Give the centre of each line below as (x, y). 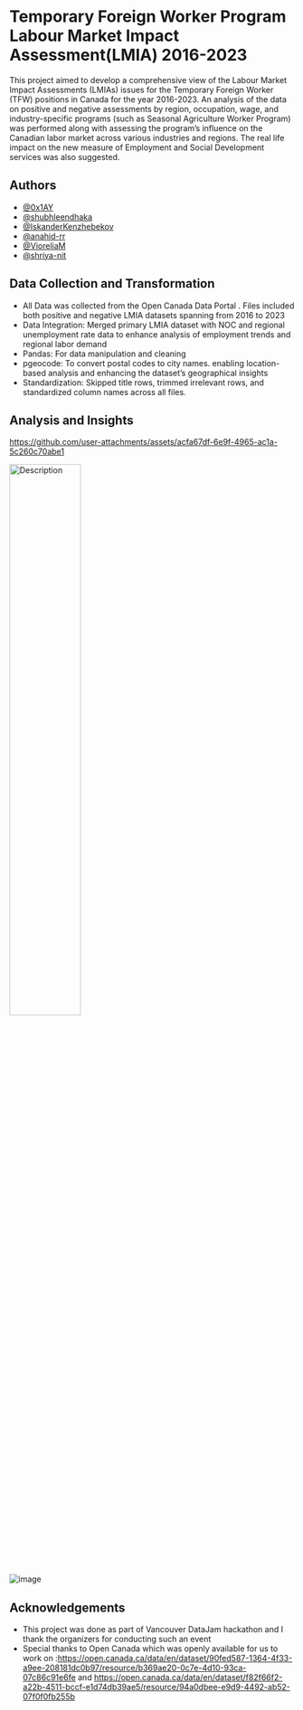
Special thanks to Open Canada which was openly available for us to (150, 1649)
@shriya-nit (44, 255)
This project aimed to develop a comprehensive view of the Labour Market (148, 80)
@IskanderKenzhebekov (68, 226)
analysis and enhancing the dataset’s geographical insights (158, 373)
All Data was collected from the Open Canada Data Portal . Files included (158, 306)
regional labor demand (64, 344)
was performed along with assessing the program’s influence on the (136, 128)
